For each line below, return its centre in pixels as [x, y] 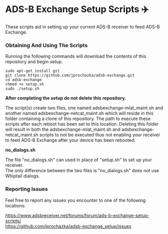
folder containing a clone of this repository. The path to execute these [78, 119]
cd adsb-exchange [24, 80]
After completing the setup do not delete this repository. [66, 98]
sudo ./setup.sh [22, 89]
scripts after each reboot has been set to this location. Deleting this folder [82, 124]
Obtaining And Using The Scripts [47, 45]
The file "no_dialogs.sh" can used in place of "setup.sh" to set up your [79, 160]
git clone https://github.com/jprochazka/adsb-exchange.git [70, 75]
